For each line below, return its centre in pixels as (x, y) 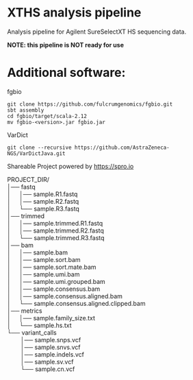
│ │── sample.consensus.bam (54, 289)
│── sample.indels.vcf (52, 354)
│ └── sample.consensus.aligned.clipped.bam (76, 303)
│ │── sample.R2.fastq (43, 201)
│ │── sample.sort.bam (44, 259)
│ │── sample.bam (38, 252)
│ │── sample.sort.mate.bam (52, 267)
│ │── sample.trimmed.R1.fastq (55, 223)
